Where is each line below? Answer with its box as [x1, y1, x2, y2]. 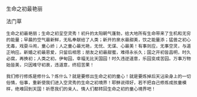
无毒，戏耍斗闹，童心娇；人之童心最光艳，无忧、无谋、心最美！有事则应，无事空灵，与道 [6, 43, 191, 49]
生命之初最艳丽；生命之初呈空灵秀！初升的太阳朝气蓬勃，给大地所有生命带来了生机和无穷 [6, 31, 191, 37]
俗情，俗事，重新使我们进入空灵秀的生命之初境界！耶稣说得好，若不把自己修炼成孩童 [6, 80, 182, 86]
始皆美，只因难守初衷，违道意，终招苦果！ [6, 62, 95, 68]
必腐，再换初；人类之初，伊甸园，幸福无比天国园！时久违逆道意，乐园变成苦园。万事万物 [6, 56, 191, 62]
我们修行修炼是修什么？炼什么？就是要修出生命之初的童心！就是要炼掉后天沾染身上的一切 [6, 73, 191, 79]
